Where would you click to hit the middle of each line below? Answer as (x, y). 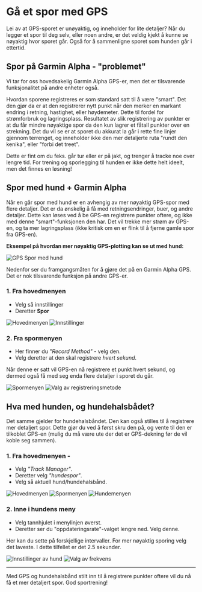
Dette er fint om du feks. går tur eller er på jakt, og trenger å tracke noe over (100, 156)
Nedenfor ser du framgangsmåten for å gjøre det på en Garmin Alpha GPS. (99, 269)
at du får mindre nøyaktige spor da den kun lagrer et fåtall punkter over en (98, 125)
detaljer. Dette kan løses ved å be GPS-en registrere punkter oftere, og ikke (99, 215)
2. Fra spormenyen (34, 338)
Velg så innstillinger (39, 304)
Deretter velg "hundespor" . (48, 476)
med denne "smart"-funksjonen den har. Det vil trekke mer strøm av (90, 221)
